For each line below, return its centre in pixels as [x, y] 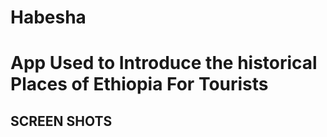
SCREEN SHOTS [61, 121]
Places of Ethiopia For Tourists [139, 84]
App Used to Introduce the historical [164, 63]
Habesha [48, 17]
